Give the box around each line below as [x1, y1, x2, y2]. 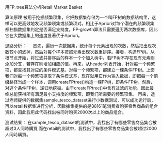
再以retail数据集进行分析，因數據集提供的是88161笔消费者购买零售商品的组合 [5, 103, 158, 109]
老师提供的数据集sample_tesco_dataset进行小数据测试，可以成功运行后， [9, 97, 156, 103]
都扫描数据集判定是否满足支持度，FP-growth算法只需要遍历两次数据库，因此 [5, 27, 158, 32]
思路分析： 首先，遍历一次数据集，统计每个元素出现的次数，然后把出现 [5, 43, 152, 48]
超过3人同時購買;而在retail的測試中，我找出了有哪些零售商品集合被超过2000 [5, 126, 157, 131]
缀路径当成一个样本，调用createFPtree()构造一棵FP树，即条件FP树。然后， [5, 79, 155, 85]
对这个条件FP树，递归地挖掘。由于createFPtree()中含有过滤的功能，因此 [5, 85, 150, 91]
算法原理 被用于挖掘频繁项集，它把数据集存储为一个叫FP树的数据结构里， [5, 14, 152, 20]
